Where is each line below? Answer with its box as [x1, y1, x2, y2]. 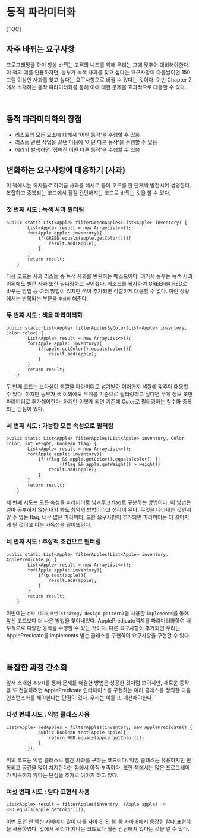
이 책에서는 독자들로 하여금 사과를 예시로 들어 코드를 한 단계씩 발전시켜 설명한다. [6, 182, 192, 189]
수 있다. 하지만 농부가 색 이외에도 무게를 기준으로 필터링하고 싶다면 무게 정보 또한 [6, 390, 193, 398]
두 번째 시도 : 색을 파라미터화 [6, 311, 83, 319]
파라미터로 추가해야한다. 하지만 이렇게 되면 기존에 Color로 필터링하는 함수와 [6, 398, 181, 405]
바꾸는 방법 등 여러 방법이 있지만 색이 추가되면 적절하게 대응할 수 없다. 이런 [6, 287, 179, 295]
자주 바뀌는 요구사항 [6, 44, 75, 54]
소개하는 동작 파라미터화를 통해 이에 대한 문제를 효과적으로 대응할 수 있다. [17, 83, 187, 90]
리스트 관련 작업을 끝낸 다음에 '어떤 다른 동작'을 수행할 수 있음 [14, 138, 157, 146]
